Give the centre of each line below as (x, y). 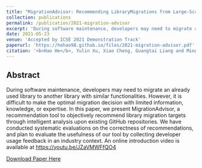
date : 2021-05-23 (28, 34)
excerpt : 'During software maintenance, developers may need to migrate (99, 28)
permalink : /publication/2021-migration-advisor (68, 23)
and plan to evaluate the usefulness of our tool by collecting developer (94, 134)
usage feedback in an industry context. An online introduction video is (93, 140)
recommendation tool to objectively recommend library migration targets (96, 115)
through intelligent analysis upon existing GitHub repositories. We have (94, 121)
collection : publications (38, 17)
